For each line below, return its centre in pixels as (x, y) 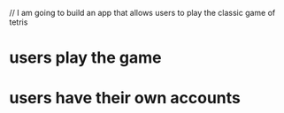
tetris (19, 22)
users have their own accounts (125, 98)
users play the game (85, 58)
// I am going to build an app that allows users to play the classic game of (142, 13)
